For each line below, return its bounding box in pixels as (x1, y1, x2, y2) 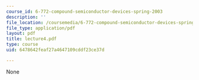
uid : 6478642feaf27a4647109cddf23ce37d (6, 47, 105, 53)
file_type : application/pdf (6, 25, 76, 31)
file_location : (6, 19, 44, 25)
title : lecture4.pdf (6, 36, 57, 42)
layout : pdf (6, 31, 36, 36)
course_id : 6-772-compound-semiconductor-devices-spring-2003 (6, 8, 163, 15)
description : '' (6, 14, 46, 20)
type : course (6, 42, 38, 48)
